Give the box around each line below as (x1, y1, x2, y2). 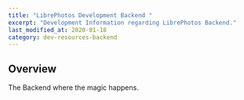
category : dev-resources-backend (8, 33, 118, 41)
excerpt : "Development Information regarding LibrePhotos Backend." (8, 19, 237, 27)
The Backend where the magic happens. (8, 83, 139, 92)
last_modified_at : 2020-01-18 (8, 26, 107, 34)
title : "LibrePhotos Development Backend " (8, 11, 153, 20)
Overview (8, 62, 57, 75)
